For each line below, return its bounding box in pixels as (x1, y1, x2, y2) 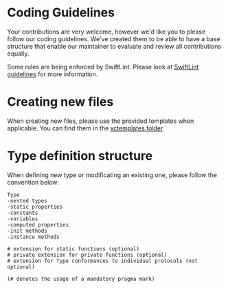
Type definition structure (7, 148, 153, 164)
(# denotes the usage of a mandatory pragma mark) (7, 275, 155, 282)
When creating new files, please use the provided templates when (7, 117, 194, 125)
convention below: (7, 178, 60, 186)
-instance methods (7, 233, 60, 240)
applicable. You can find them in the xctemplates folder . (7, 124, 165, 132)
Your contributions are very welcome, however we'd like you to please (7, 27, 206, 36)
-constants (7, 209, 38, 216)
